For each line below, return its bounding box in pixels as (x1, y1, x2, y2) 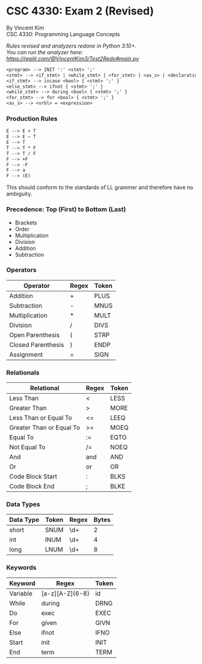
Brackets (14, 219, 37, 226)
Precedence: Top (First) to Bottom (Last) (6, 205, 126, 214)
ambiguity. (6, 190, 32, 197)
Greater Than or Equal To (9, 423, 81, 432)
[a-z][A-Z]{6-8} (41, 589, 90, 597)
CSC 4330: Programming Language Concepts (6, 30, 120, 37)
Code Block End (9, 482, 55, 491)
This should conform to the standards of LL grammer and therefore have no (6, 184, 194, 191)
